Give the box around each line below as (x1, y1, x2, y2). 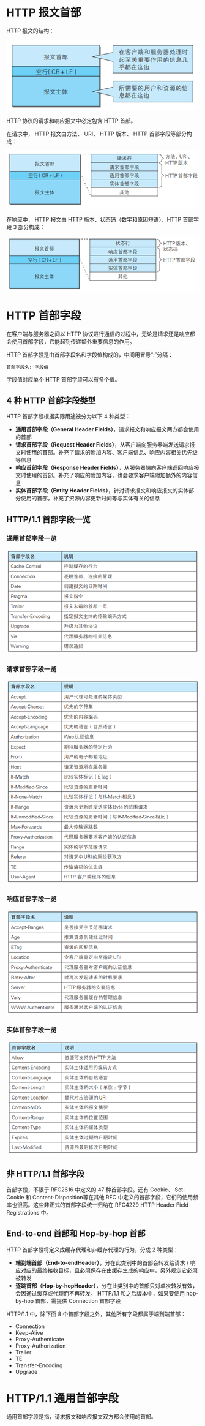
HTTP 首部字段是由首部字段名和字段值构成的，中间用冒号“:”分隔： (6, 350, 173, 358)
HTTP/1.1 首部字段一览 (6, 514, 91, 524)
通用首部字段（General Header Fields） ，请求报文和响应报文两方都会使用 (15, 426, 199, 433)
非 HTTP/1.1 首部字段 (6, 1168, 84, 1179)
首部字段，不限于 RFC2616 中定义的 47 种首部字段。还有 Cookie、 (6, 1186, 174, 1193)
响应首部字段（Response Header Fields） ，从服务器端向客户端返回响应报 (15, 464, 199, 472)
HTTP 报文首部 (6, 6, 81, 20)
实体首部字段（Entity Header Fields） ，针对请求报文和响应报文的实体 (15, 487, 189, 494)
